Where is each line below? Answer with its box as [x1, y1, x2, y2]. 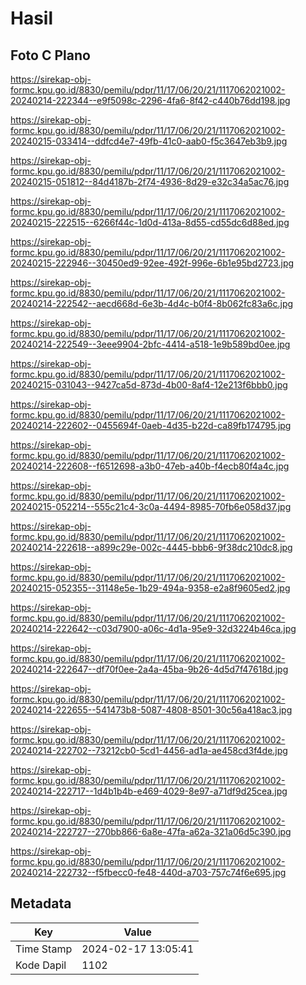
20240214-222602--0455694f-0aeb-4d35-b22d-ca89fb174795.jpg [10, 420, 292, 431]
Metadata [10, 895, 72, 912]
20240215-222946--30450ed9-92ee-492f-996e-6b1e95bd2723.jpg [10, 257, 295, 269]
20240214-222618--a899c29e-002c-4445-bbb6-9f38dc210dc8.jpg [10, 542, 293, 553]
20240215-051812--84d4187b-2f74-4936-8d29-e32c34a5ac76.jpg [10, 176, 290, 187]
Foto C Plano [10, 47, 91, 64]
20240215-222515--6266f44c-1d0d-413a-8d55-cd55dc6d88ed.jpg [10, 217, 290, 228]
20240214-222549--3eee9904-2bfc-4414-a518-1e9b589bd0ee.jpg [10, 338, 291, 350]
